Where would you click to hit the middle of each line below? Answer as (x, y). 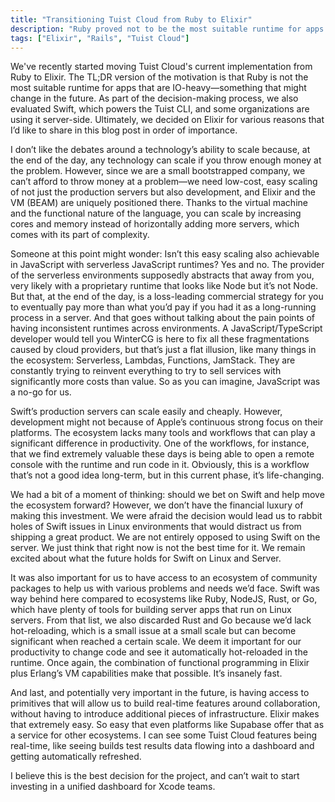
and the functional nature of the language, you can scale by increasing (156, 213)
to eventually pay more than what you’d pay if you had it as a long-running (163, 307)
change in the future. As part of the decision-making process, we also (154, 98)
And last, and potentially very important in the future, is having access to (160, 693)
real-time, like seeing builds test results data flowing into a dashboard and (162, 746)
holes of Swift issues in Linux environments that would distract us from (156, 527)
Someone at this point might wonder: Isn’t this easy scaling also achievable (165, 254)
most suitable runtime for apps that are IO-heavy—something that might (158, 88)
